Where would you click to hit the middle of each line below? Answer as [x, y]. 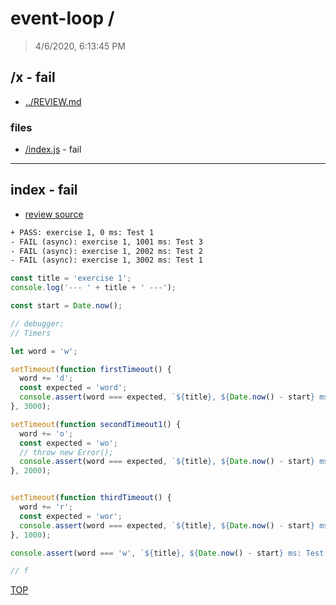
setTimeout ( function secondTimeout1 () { [96, 424]
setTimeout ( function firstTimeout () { [91, 369]
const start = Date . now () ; [66, 306]
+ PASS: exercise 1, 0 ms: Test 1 [82, 232]
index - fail [44, 190]
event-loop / [62, 18]
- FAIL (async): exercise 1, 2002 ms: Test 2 [106, 251]
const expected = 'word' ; [73, 388]
